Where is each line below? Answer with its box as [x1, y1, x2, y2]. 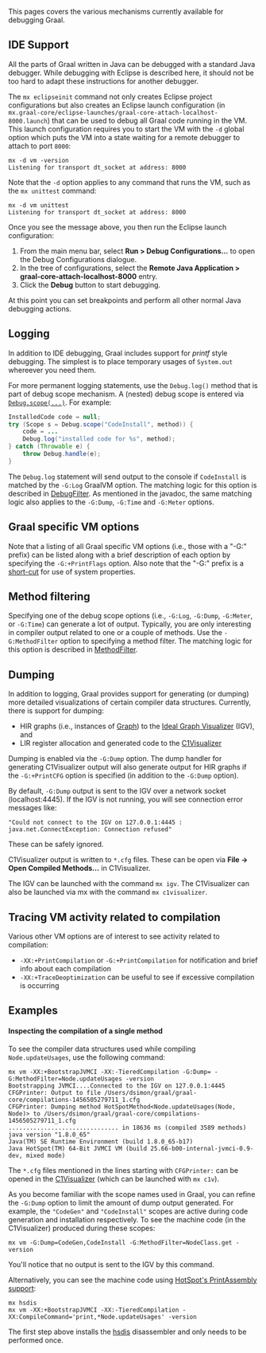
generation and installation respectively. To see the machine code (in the [8, 1214, 246, 1224]
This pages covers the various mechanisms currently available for [8, 7, 224, 16]
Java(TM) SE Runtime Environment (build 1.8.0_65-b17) [8, 1137, 194, 1146]
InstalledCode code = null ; [8, 413, 102, 421]
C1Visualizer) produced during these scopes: [8, 1223, 156, 1233]
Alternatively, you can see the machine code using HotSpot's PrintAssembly [8, 1275, 257, 1284]
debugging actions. [8, 304, 71, 313]
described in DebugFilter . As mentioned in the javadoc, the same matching [8, 488, 253, 498]
